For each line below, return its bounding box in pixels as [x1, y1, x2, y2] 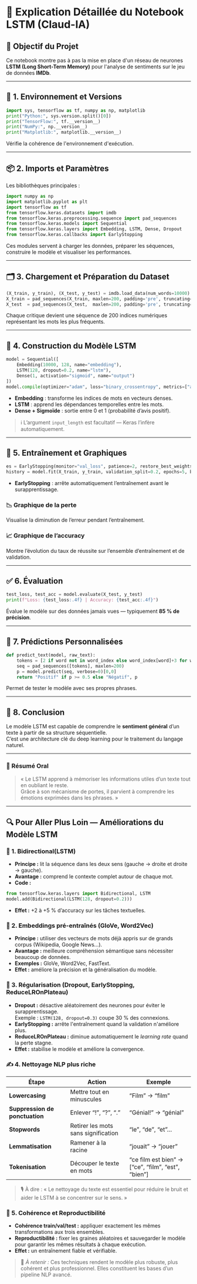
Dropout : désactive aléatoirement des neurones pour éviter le [14, 1001, 165, 1008]
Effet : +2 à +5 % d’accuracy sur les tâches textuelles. [14, 907, 146, 914]
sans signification [70, 1129, 118, 1137]
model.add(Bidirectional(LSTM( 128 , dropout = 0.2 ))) [6, 896, 133, 903]
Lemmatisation [9, 1142, 52, 1150]
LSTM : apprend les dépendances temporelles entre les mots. [14, 400, 164, 408]
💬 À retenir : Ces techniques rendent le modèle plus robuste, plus [20, 1259, 178, 1266]
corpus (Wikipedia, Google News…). [14, 941, 103, 948]
